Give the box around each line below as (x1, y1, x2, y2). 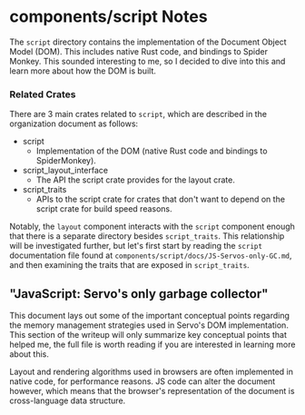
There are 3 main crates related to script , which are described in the (9, 109, 268, 120)
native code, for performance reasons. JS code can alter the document (9, 376, 276, 387)
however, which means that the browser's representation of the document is (9, 386, 295, 397)
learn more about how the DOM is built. (9, 65, 157, 76)
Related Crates (9, 88, 76, 101)
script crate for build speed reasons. (35, 203, 172, 214)
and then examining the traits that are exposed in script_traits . (9, 260, 250, 271)
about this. (9, 349, 50, 360)
